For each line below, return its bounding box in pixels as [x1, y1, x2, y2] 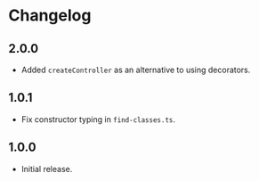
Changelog [8, 5, 92, 26]
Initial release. [20, 163, 73, 174]
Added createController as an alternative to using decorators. [20, 64, 251, 75]
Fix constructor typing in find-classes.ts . [20, 113, 175, 125]
